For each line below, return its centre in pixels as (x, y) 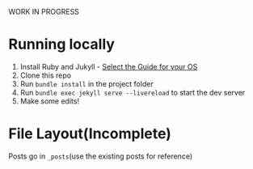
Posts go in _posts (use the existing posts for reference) (100, 156)
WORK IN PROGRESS (44, 12)
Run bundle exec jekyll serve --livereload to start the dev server (133, 92)
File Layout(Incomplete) (90, 134)
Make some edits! (49, 101)
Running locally (62, 44)
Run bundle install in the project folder (86, 83)
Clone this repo (45, 75)
